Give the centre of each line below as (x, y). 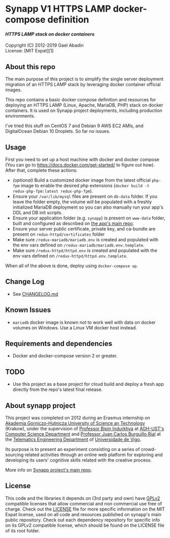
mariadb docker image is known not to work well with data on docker (84, 322)
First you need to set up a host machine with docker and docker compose (82, 160)
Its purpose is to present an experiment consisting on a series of (73, 449)
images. (13, 90)
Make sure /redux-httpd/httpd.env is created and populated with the (85, 250)
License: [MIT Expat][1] (29, 51)
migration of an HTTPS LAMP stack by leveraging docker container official (83, 84)
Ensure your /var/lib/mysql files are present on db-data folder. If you (85, 196)
